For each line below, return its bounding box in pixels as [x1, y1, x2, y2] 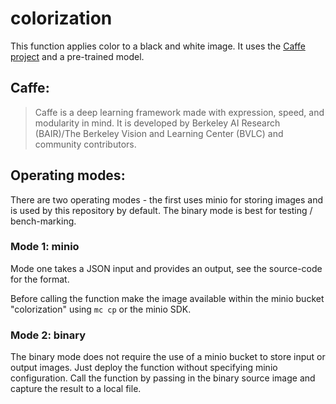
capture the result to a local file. [10, 383, 142, 395]
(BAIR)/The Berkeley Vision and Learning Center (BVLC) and [34, 127, 284, 139]
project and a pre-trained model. [10, 50, 145, 62]
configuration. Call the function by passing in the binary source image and [10, 372, 316, 384]
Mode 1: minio [10, 240, 80, 254]
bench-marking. [10, 215, 77, 227]
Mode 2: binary [10, 328, 87, 342]
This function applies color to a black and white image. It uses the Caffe [10, 40, 306, 52]
